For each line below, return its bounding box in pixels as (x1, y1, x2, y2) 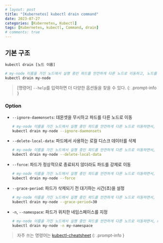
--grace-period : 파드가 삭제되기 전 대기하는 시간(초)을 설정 (12, 185, 125, 191)
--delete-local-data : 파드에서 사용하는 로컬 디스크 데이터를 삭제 (12, 138, 137, 144)
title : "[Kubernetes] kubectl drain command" (5, 12, 98, 17)
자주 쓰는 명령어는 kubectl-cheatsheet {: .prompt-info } (16, 232, 125, 239)
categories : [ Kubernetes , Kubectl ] (5, 20, 77, 26)
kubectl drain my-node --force (12, 176, 76, 181)
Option (5, 103, 22, 110)
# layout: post (5, 7, 36, 12)
